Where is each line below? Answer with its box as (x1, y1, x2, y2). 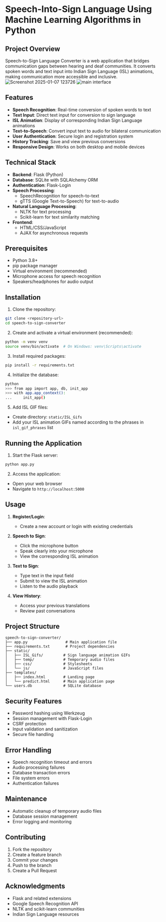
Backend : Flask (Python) (12, 171, 64, 178)
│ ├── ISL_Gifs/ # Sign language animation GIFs (5, 653, 131, 658)
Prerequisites (5, 244, 48, 253)
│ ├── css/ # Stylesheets (5, 662, 93, 667)
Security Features (5, 697, 62, 705)
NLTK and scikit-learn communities (12, 906, 85, 912)
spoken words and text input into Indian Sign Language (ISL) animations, (5, 68, 154, 74)
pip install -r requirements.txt (5, 363, 75, 368)
